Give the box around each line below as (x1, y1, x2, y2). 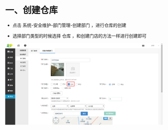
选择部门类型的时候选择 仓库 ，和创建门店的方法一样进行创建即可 (12, 33, 146, 39)
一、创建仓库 (5, 5, 58, 16)
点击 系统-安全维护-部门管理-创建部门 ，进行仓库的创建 (12, 22, 126, 28)
